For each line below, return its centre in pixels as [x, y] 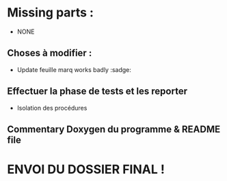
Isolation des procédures [52, 108]
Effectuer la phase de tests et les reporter [97, 92]
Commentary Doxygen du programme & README [114, 129]
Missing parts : [51, 13]
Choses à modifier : [50, 53]
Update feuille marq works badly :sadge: [74, 69]
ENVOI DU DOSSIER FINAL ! [86, 170]
